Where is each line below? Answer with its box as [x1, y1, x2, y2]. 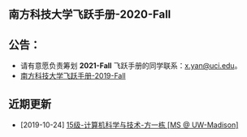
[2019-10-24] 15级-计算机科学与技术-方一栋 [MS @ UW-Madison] [19, 120, 239, 130]
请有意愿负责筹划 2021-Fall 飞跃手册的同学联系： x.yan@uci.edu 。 [19, 61, 242, 71]
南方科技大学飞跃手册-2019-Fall [19, 71, 126, 81]
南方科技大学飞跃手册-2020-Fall [8, 7, 171, 22]
